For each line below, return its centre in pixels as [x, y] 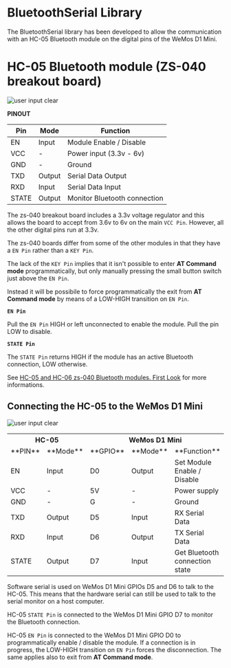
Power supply [196, 491]
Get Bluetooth [197, 553]
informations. [26, 385]
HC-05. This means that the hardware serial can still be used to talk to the [112, 594]
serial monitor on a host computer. [56, 601]
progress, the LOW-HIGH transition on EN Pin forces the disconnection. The [114, 649]
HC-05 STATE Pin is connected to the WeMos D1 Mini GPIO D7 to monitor [110, 614]
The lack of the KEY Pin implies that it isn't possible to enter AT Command [112, 263]
